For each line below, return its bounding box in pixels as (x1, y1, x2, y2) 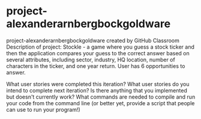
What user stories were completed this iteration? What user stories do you (6, 80, 190, 88)
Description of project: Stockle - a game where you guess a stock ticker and (6, 43, 195, 50)
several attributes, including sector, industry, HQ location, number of (6, 56, 175, 63)
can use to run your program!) (6, 106, 81, 113)
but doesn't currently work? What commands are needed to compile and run (6, 93, 196, 100)
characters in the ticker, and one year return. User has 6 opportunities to (6, 62, 185, 70)
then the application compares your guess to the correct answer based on (6, 49, 190, 56)
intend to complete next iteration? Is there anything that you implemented (6, 87, 187, 94)
